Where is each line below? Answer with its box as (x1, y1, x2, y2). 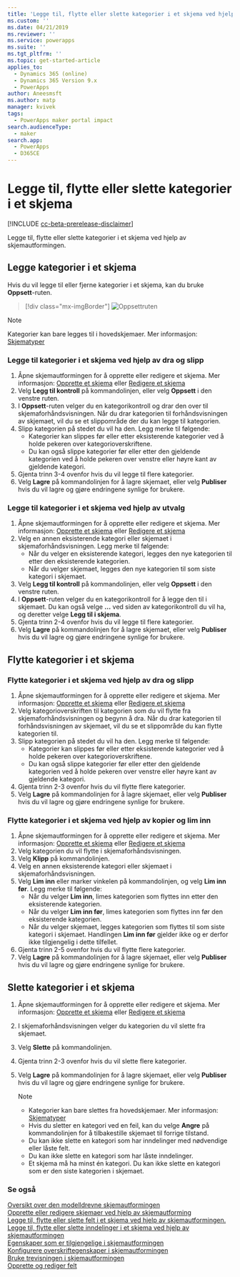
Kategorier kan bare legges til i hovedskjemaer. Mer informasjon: (7, 329, 198, 338)
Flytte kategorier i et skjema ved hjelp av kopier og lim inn (7, 815, 211, 825)
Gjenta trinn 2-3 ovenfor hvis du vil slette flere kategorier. (17, 1057, 187, 1066)
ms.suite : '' (7, 44, 46, 51)
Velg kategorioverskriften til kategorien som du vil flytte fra (17, 706, 191, 715)
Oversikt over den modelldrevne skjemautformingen (7, 1201, 161, 1209)
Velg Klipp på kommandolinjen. (17, 854, 110, 863)
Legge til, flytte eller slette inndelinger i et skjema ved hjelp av (7, 1223, 189, 1232)
